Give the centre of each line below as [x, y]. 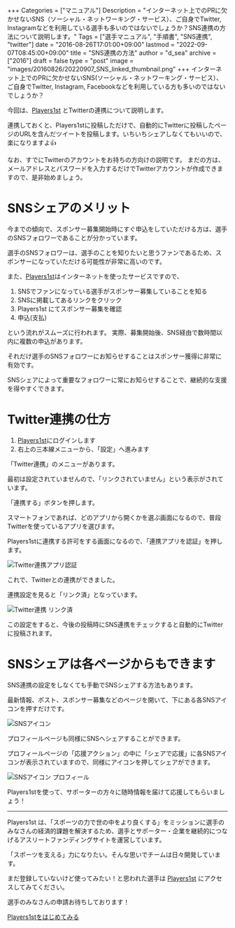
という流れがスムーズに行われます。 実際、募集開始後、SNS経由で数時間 [112, 332]
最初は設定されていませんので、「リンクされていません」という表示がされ [113, 478]
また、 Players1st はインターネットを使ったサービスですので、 [95, 276]
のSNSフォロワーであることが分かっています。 [74, 238]
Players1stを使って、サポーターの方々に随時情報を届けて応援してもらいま [113, 792]
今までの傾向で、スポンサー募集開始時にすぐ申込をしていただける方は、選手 [117, 229]
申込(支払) [32, 317]
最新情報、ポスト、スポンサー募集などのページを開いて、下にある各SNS [111, 699]
